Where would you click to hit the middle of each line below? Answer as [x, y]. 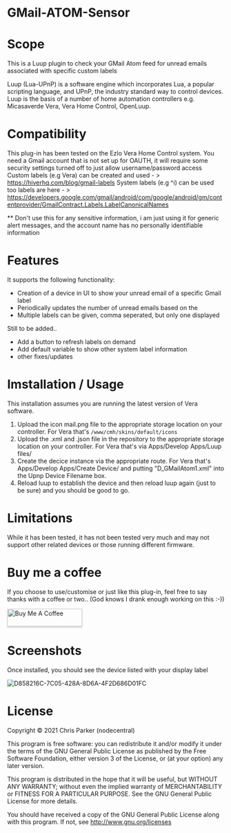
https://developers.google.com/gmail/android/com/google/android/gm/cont [115, 198]
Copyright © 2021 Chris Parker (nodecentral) [71, 730]
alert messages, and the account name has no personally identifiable [105, 225]
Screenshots [44, 651]
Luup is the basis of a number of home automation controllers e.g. [101, 99]
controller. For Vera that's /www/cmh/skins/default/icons [97, 431]
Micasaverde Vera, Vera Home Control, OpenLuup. [79, 106]
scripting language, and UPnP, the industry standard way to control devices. [115, 92]
